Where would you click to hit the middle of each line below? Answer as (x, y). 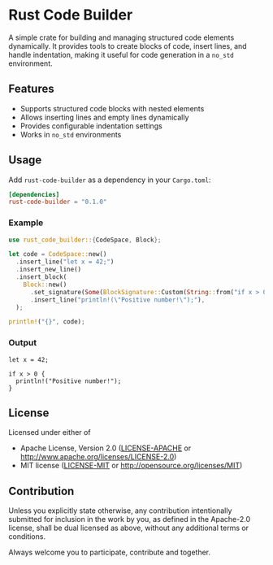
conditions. (27, 537)
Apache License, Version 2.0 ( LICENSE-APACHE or (106, 448)
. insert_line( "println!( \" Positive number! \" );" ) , (117, 300)
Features (31, 89)
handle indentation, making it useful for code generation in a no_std (121, 54)
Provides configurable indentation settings (91, 126)
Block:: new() (45, 285)
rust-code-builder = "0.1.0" (58, 202)
